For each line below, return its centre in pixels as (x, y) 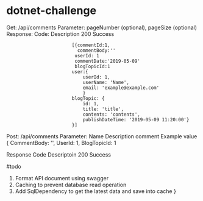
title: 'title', (103, 109)
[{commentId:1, (91, 45)
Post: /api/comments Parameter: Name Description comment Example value (102, 136)
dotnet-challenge (51, 11)
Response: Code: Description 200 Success (60, 33)
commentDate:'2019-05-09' (107, 61)
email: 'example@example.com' (121, 88)
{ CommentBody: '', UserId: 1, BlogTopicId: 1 (61, 143)
